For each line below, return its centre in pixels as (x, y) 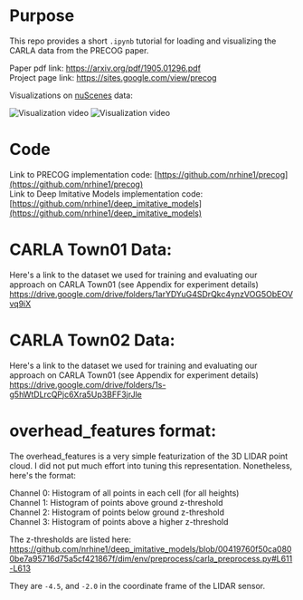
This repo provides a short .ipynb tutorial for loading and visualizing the (143, 41)
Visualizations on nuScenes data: (71, 95)
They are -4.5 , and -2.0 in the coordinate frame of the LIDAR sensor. (137, 585)
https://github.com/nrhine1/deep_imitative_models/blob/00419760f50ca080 (151, 548)
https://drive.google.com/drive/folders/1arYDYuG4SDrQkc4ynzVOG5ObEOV (151, 294)
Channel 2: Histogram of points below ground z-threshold (117, 512)
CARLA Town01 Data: (91, 250)
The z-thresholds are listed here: (70, 539)
